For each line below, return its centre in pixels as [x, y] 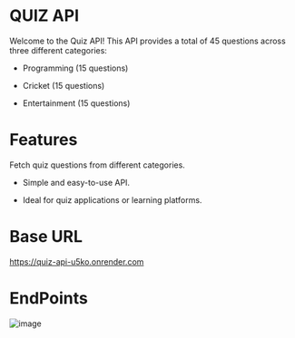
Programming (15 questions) [75, 68]
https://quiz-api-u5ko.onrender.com [77, 261]
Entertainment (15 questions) [76, 103]
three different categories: [58, 50]
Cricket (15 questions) [64, 85]
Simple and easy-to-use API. [76, 182]
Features [44, 140]
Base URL [46, 237]
